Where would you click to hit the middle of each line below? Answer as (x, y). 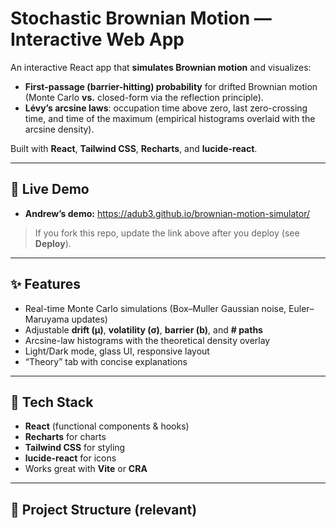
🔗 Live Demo (50, 189)
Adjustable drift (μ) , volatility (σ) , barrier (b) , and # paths (143, 329)
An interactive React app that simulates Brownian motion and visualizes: (161, 67)
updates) (89, 319)
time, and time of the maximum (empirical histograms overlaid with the (170, 118)
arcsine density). (59, 129)
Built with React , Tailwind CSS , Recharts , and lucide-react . (134, 148)
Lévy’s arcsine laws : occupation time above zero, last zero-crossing (166, 108)
